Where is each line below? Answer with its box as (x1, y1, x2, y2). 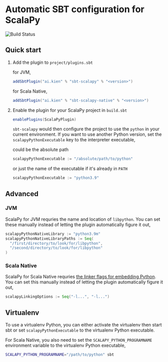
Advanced (5, 189, 39, 198)
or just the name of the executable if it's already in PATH (12, 166, 128, 172)
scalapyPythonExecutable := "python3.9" (12, 175, 99, 180)
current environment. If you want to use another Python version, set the (12, 131, 162, 137)
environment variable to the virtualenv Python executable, (5, 342, 126, 348)
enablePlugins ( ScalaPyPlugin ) (12, 117, 77, 122)
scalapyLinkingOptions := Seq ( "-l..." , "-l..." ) (5, 294, 110, 300)
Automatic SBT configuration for (5, 4, 145, 15)
